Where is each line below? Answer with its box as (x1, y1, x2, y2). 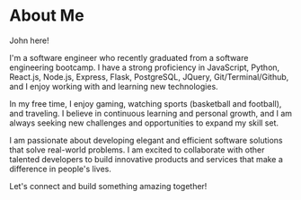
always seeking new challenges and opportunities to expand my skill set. (9, 117, 279, 128)
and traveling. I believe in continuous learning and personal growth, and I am (9, 108, 293, 118)
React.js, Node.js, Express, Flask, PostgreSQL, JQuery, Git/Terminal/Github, (9, 71, 289, 82)
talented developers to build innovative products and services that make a (9, 153, 283, 164)
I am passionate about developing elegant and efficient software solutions (9, 135, 283, 145)
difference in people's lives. (9, 163, 112, 174)
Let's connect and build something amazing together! (9, 180, 208, 191)
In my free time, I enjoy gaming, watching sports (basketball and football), (9, 98, 282, 109)
